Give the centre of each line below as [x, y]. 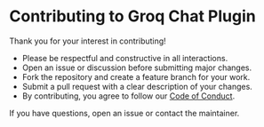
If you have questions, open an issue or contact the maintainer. [124, 113]
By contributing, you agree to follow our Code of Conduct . [128, 96]
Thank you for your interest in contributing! [88, 41]
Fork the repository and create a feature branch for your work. [136, 76]
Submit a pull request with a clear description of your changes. [137, 86]
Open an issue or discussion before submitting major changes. [137, 67]
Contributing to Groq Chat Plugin [132, 16]
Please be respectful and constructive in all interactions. [125, 58]
